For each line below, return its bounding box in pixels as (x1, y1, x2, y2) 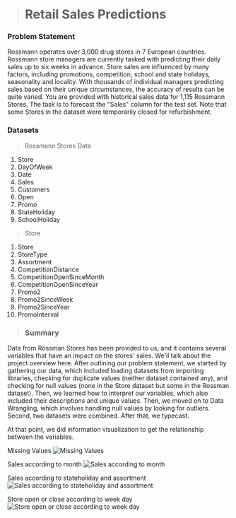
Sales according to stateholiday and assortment (7, 473, 146, 483)
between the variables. (7, 432, 74, 441)
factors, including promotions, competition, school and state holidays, (7, 70, 211, 78)
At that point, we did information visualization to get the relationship (7, 425, 204, 434)
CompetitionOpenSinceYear (17, 280, 99, 288)
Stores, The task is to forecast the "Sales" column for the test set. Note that (7, 100, 228, 109)
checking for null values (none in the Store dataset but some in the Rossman (7, 382, 230, 390)
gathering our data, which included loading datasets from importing (7, 367, 204, 375)
